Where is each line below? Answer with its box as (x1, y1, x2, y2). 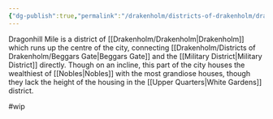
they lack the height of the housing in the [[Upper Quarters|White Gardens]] (8, 77, 262, 87)
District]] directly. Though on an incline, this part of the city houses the (8, 60, 245, 70)
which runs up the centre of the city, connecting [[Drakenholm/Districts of (8, 42, 256, 53)
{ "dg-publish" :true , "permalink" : (8, 11, 122, 20)
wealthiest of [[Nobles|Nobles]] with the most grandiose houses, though (8, 68, 250, 78)
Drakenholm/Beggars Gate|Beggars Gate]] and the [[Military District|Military (8, 51, 262, 61)
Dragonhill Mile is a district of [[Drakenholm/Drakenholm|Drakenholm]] (8, 34, 245, 44)
